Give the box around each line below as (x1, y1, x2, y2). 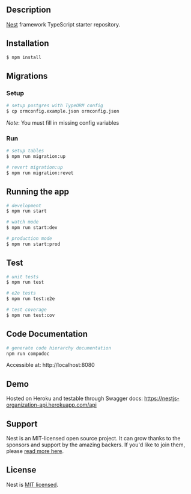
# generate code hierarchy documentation (6, 345, 112, 351)
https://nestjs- (144, 395, 180, 402)
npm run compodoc (6, 351, 50, 357)
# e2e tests (6, 290, 36, 296)
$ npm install (6, 54, 42, 60)
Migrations (6, 70, 48, 81)
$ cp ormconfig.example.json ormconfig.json (6, 108, 120, 114)
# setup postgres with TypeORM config (6, 102, 103, 109)
